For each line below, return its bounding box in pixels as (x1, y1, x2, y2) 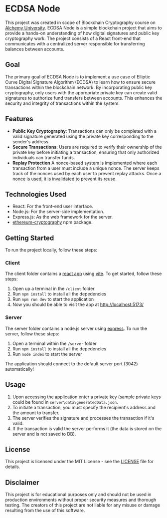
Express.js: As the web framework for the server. (12, 214, 113, 220)
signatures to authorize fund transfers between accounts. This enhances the (5, 95, 163, 101)
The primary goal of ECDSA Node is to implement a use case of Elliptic (5, 73, 151, 80)
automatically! (5, 366, 34, 372)
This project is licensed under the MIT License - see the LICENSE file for (5, 459, 154, 465)
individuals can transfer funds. (12, 154, 75, 160)
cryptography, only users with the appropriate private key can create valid (5, 89, 158, 95)
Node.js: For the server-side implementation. (12, 209, 105, 215)
